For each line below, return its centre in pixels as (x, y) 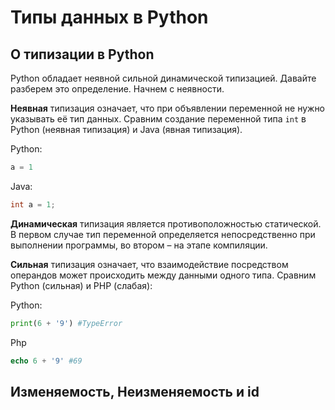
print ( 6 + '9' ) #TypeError (66, 323)
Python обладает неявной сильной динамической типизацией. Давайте (163, 78)
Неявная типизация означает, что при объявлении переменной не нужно (168, 108)
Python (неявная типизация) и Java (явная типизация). (126, 129)
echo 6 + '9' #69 (46, 361)
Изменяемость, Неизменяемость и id (135, 391)
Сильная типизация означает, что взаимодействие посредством (149, 264)
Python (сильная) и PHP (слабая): (81, 285)
